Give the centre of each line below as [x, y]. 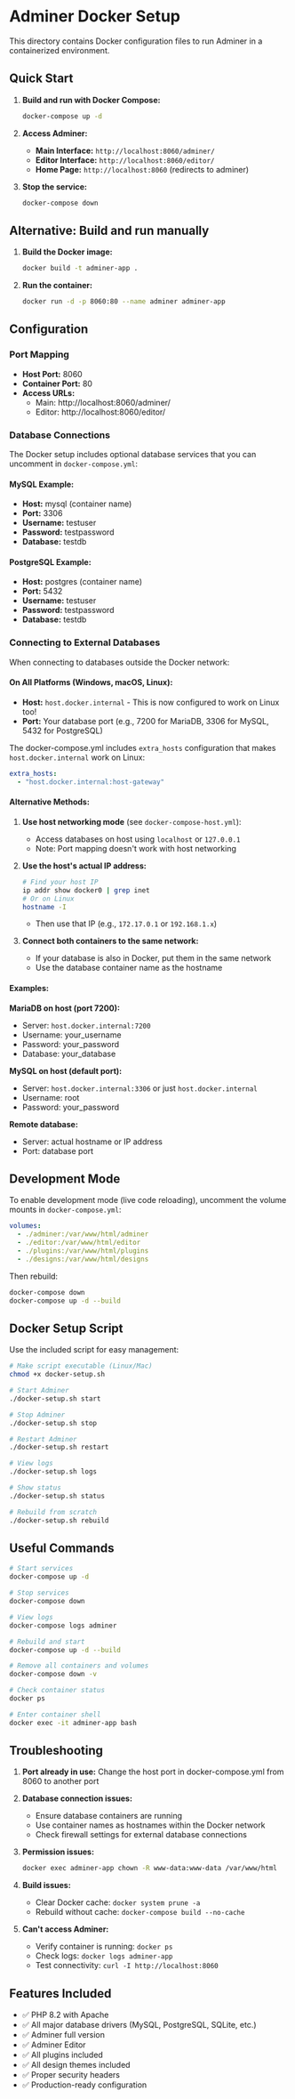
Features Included [60, 1994]
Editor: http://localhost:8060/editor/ [100, 412]
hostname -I [44, 907]
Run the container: [57, 286]
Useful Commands [62, 1548]
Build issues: [46, 1885]
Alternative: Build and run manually [109, 230]
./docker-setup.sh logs [53, 1472]
